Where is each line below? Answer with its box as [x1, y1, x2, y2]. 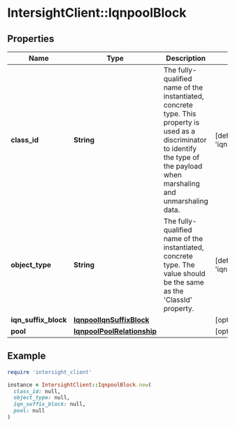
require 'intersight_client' [7, 368, 92, 375]
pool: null [13, 407, 45, 414]
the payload [163, 161, 203, 171]
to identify [163, 144, 197, 153]
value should [163, 269, 206, 278]
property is [163, 117, 200, 127]
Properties [7, 33, 55, 45]
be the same [163, 277, 204, 287]
